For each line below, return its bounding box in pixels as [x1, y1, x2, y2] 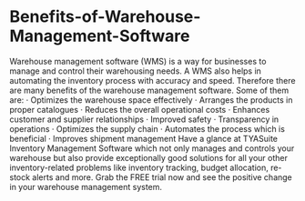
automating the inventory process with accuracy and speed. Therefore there [9, 75, 296, 85]
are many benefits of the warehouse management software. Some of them [9, 85, 290, 95]
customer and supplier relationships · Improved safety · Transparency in [9, 114, 280, 125]
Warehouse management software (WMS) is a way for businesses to [9, 55, 267, 66]
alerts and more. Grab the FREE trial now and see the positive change [31, 171, 293, 183]
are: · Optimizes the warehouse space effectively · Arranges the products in [9, 94, 293, 106]
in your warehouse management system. [9, 181, 162, 192]
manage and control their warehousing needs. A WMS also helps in [9, 65, 262, 76]
